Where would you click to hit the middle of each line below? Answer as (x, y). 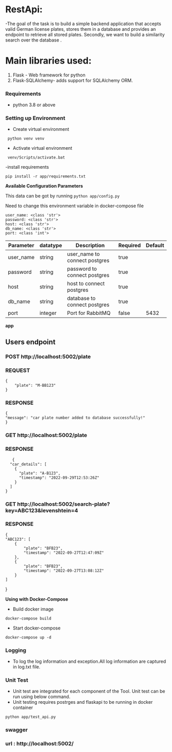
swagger (17, 730)
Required (130, 246)
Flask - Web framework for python (49, 75)
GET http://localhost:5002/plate (46, 436)
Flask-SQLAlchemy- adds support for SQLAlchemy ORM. (73, 80)
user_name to (83, 254)
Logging (16, 650)
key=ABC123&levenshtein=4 (42, 510)
